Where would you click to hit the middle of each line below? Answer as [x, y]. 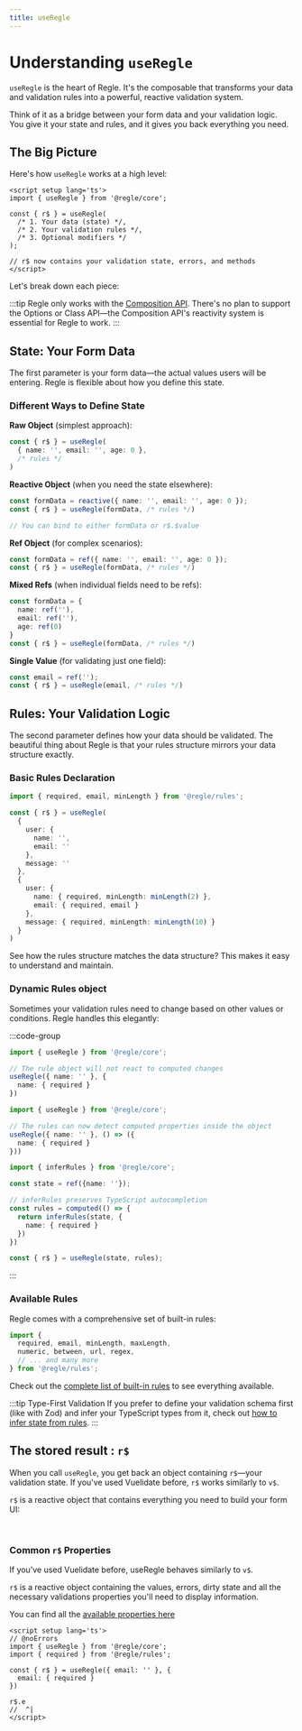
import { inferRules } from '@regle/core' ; [92, 1168]
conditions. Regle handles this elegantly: [84, 1018]
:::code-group [35, 1036]
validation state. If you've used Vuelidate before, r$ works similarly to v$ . [144, 1482]
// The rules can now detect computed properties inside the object [141, 1126]
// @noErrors [34, 1639]
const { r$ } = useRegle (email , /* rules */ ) [96, 686]
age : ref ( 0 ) [40, 626]
